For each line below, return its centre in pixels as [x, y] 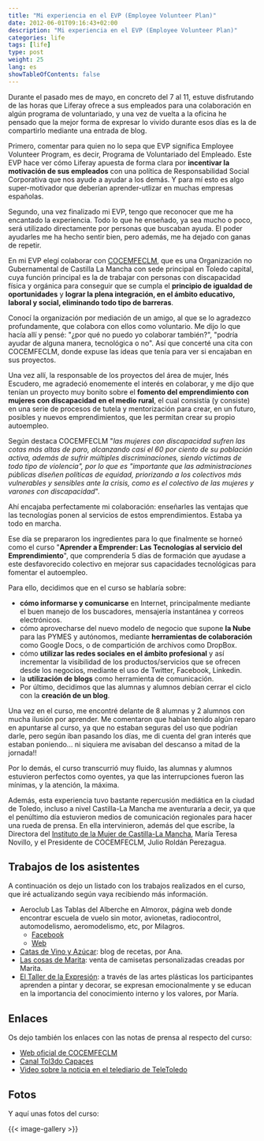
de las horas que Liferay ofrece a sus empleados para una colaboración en [130, 105]
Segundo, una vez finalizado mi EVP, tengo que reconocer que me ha [121, 211]
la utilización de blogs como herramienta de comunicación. [117, 678]
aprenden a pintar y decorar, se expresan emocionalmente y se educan [135, 985]
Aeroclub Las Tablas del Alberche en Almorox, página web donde [126, 909]
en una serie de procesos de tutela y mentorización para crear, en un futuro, [132, 409]
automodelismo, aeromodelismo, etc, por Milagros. [102, 927]
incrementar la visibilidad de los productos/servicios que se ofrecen [130, 662]
